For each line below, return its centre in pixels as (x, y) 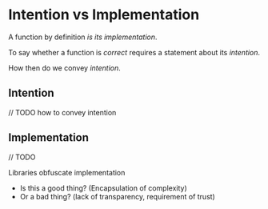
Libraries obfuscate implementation (67, 172)
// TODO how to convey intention (62, 112)
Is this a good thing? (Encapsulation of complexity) (104, 188)
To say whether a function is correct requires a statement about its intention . (134, 52)
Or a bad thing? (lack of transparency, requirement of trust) (118, 196)
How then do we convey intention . (65, 68)
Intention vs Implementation (104, 15)
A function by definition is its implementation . (83, 37)
